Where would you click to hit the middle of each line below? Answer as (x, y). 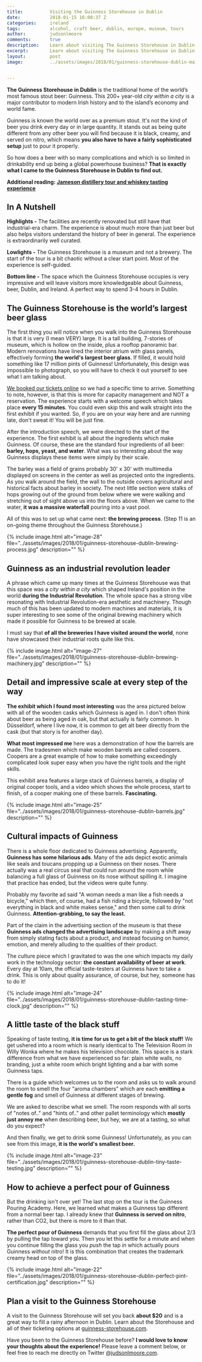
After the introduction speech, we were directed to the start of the (88, 432)
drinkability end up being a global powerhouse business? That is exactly (97, 164)
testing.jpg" (21, 1168)
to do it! (16, 981)
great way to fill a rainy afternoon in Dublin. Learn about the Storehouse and (100, 1322)
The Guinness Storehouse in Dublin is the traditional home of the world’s (97, 89)
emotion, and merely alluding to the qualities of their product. (82, 944)
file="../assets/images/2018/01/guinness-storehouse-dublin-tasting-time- (98, 999)
